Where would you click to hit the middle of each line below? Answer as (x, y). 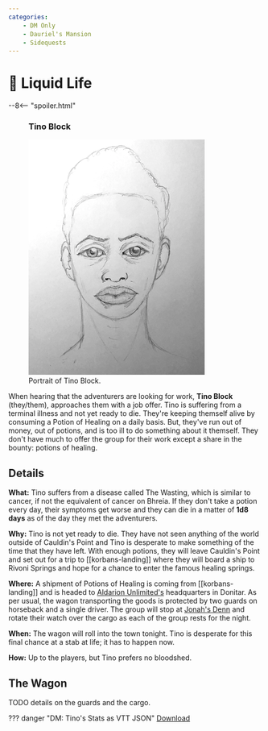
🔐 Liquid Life (50, 83)
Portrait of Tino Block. (65, 381)
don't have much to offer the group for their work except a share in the (126, 439)
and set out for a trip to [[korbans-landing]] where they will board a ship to (132, 559)
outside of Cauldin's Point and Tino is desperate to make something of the (132, 542)
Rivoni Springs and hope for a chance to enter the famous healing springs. (132, 568)
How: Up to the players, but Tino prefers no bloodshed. (100, 658)
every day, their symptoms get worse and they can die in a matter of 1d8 (129, 510)
